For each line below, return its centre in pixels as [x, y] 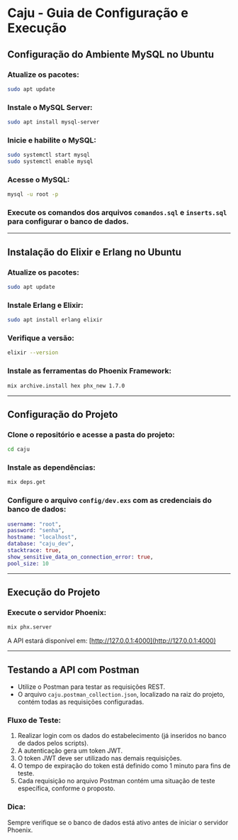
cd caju [19, 449]
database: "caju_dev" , [41, 544]
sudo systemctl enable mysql [50, 162]
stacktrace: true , [34, 551]
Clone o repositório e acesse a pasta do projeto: [91, 434]
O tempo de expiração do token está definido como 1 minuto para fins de [124, 766]
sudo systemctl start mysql [49, 155]
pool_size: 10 [28, 563]
